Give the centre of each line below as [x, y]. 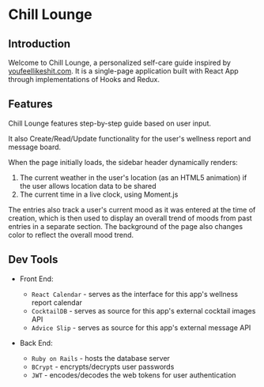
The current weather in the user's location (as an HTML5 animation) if [133, 177]
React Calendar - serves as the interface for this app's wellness [135, 294]
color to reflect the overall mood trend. [71, 235]
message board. [35, 147]
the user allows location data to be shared [88, 186]
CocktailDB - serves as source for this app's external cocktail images [143, 310]
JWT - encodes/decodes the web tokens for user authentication [134, 375]
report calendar [57, 302]
